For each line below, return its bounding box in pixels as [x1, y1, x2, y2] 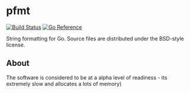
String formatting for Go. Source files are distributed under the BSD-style [6, 35, 185, 42]
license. [6, 41, 25, 48]
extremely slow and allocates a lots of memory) [6, 80, 122, 87]
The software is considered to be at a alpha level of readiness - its [6, 74, 168, 81]
